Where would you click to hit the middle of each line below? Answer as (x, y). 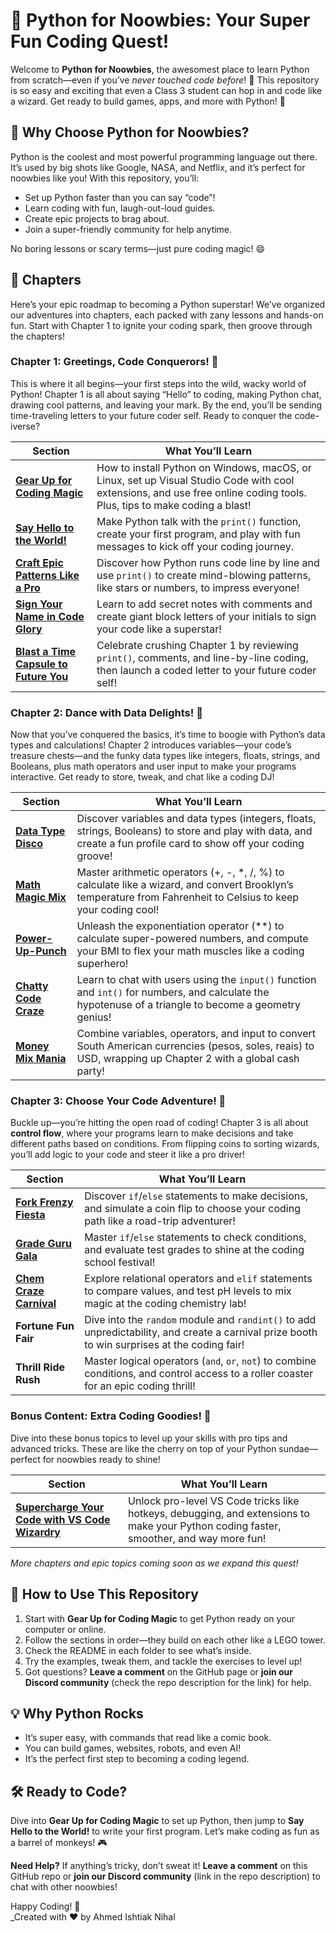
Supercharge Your (60, 1507)
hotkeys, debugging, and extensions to (219, 1513)
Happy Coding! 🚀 (45, 1906)
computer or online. (65, 1629)
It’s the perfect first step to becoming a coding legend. (137, 1759)
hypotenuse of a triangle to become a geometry (188, 1005)
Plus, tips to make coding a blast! (174, 505)
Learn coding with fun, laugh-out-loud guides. (120, 208)
